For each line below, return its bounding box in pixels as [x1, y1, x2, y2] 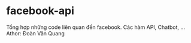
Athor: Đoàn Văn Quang [6, 29, 65, 37]
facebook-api [6, 4, 75, 18]
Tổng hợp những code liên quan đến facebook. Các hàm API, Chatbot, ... [6, 24, 186, 31]
